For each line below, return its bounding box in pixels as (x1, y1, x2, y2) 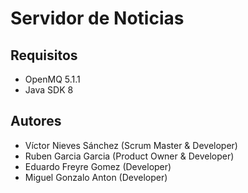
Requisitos (10, 47, 78, 64)
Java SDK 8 (24, 84, 74, 96)
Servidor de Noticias (10, 7, 185, 30)
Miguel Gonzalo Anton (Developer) (24, 171, 168, 183)
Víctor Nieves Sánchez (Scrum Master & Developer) (24, 139, 238, 151)
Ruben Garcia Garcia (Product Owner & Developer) (24, 150, 235, 162)
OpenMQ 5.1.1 (24, 73, 81, 85)
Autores (10, 113, 62, 130)
